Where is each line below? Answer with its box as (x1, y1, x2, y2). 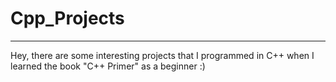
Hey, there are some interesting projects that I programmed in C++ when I (10, 49, 315, 61)
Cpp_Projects (10, 7, 125, 30)
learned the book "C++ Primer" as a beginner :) (10, 60, 206, 72)
